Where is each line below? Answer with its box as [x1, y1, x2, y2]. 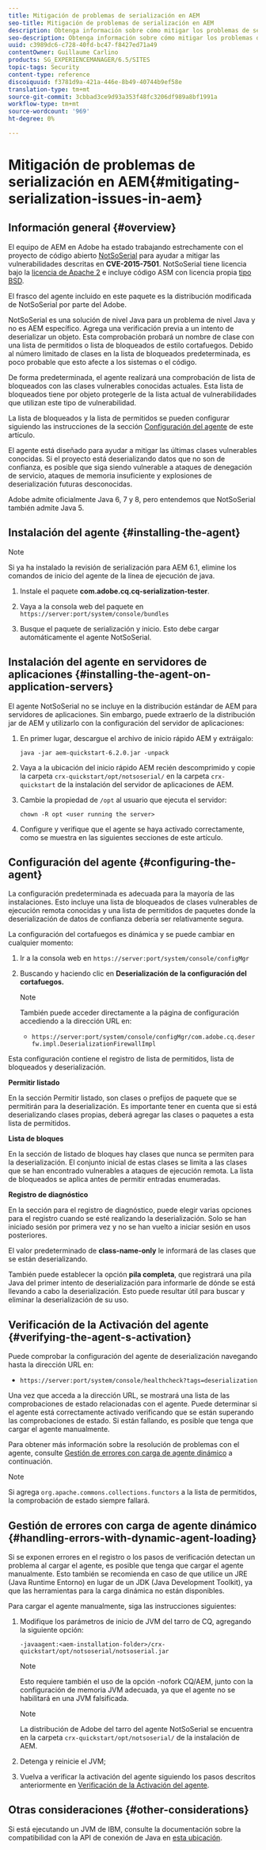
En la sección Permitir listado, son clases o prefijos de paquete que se [8, 1093, 237, 1103]
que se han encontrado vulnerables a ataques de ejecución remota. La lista [8, 1166, 253, 1176]
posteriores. [8, 1230, 47, 1240]
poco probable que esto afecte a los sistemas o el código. [8, 357, 197, 367]
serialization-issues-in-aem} [8, 190, 203, 208]
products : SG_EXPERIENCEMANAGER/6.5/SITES [8, 56, 150, 64]
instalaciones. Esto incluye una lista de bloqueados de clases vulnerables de [8, 897, 258, 907]
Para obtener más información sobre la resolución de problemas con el [8, 1440, 240, 1449]
